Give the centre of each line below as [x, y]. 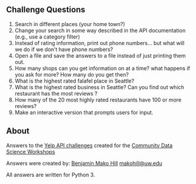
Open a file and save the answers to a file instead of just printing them [100, 55]
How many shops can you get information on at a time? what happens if [102, 68]
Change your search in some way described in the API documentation [100, 30]
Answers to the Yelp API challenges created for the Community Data [89, 145]
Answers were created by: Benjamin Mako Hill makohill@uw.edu [84, 163]
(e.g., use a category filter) [47, 37]
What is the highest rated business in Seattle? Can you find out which [99, 87]
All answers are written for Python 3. [51, 175]
